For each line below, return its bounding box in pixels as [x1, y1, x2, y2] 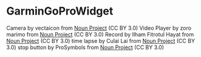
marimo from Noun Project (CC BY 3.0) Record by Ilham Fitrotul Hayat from [6, 30, 194, 38]
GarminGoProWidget [6, 4, 114, 18]
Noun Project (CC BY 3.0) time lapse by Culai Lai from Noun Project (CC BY [6, 37, 196, 44]
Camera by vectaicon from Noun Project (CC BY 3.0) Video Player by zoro [6, 24, 192, 32]
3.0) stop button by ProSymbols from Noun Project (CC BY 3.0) [6, 44, 165, 51]
